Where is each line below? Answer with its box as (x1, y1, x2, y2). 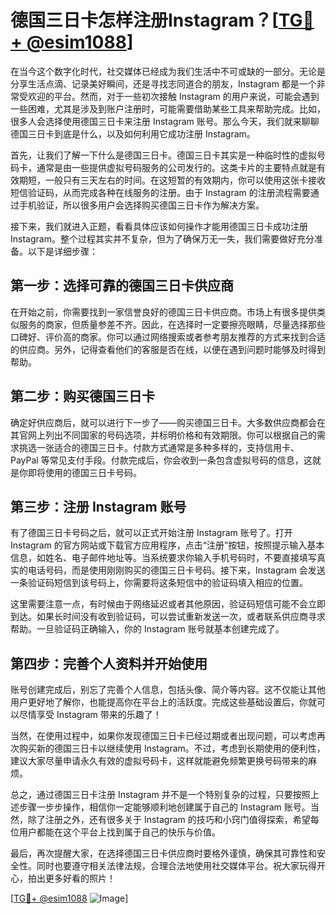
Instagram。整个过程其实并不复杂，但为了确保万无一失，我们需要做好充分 (10, 232, 315, 245)
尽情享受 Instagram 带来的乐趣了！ (18, 709, 162, 721)
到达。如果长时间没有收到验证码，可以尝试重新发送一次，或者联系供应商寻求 (10, 611, 326, 623)
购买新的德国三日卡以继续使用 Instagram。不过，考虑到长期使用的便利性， (18, 742, 326, 755)
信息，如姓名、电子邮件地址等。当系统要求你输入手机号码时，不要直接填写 (10, 552, 317, 564)
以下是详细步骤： (27, 245, 98, 257)
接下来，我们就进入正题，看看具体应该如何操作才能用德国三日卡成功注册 (10, 220, 308, 232)
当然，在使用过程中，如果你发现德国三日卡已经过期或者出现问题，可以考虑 (10, 730, 317, 742)
